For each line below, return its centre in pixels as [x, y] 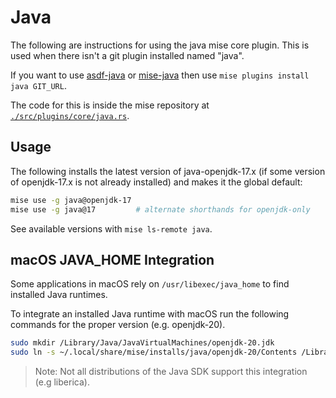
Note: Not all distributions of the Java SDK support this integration [171, 372]
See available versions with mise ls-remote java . [111, 228]
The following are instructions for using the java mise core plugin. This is [160, 45]
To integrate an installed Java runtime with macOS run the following [150, 314]
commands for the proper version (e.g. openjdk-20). [118, 325]
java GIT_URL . [38, 85]
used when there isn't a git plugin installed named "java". [127, 55]
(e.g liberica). [62, 382]
